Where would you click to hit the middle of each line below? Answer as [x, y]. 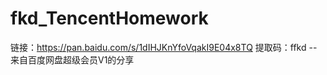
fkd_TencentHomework [109, 18]
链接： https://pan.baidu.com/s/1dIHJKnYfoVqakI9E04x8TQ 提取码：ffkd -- [164, 47]
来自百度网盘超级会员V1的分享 [72, 59]
